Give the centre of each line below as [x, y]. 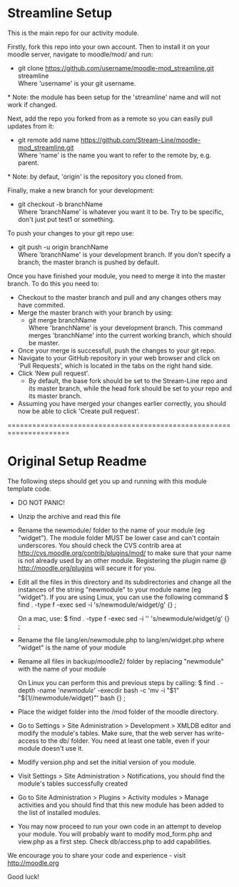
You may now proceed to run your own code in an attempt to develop [119, 826]
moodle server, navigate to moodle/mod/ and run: [80, 54]
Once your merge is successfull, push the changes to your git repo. [117, 350]
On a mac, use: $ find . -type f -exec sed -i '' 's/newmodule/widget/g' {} [124, 618]
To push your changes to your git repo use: [71, 233]
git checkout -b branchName [60, 204]
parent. [28, 163]
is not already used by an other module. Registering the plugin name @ [122, 560]
